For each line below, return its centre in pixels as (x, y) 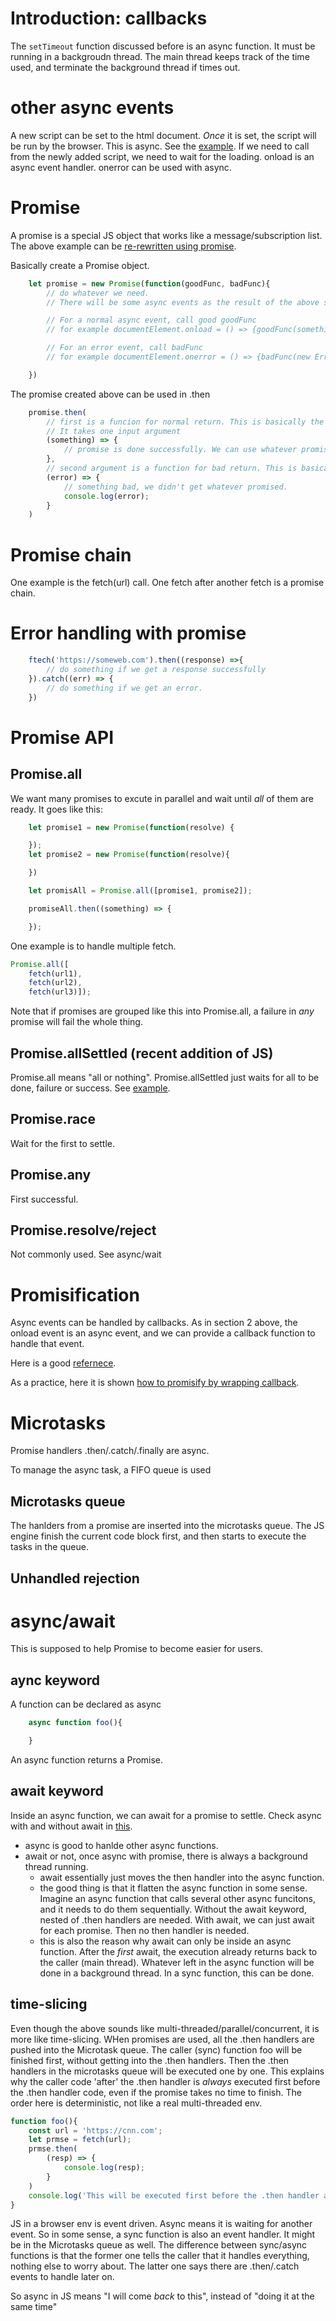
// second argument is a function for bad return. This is (172, 468)
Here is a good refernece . (63, 1363)
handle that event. (47, 1344)
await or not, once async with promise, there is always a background (166, 1856)
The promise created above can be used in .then (110, 394)
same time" (34, 2307)
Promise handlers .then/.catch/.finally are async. (110, 1451)
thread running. (56, 1866)
